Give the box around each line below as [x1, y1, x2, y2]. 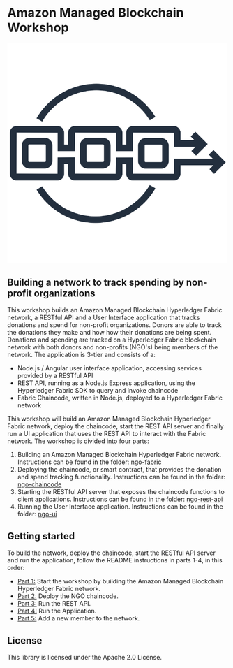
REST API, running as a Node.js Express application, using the [17, 379, 195, 387]
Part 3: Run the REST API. [17, 600, 91, 608]
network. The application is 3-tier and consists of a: [7, 351, 156, 359]
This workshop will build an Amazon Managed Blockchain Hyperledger [7, 414, 211, 423]
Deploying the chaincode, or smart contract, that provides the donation [17, 465, 222, 474]
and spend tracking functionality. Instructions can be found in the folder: [17, 473, 225, 481]
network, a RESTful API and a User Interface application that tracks [7, 313, 200, 322]
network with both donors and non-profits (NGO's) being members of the [7, 343, 218, 351]
